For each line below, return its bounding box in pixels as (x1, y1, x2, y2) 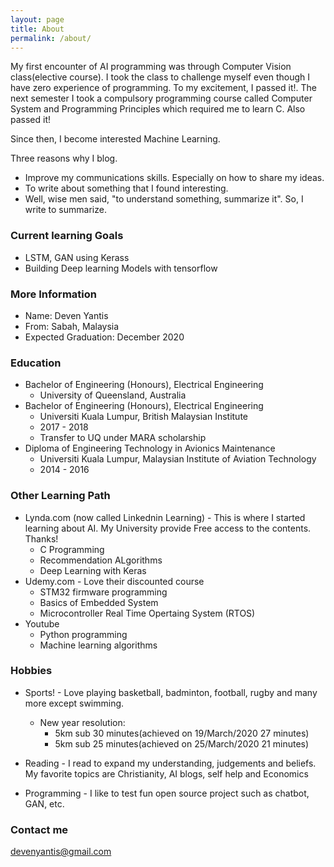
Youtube (24, 617, 60, 630)
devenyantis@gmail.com (10, 846, 112, 858)
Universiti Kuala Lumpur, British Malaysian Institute (39, 411, 248, 423)
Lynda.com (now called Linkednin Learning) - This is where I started (24, 511, 306, 523)
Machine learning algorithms (39, 639, 158, 651)
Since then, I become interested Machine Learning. (10, 133, 221, 145)
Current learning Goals (10, 229, 124, 243)
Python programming (39, 628, 128, 640)
